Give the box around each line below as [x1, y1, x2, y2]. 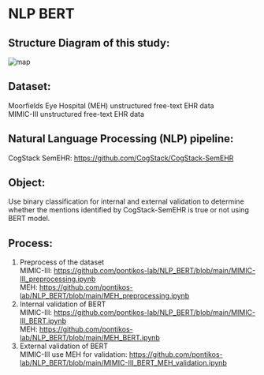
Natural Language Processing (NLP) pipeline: [8, 132, 234, 146]
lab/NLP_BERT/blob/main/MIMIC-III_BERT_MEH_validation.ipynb [19, 358, 227, 368]
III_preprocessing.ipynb [19, 274, 96, 284]
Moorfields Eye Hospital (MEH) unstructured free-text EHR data [8, 100, 214, 111]
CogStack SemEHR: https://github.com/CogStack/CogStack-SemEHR [8, 153, 234, 163]
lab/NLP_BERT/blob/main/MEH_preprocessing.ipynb [19, 291, 190, 301]
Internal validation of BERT [19, 299, 106, 309]
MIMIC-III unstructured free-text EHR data [8, 109, 144, 118]
